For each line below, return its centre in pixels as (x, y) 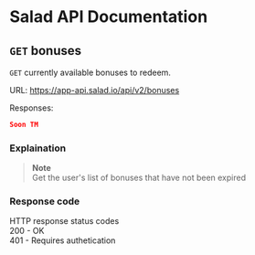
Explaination (38, 148)
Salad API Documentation (109, 17)
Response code (45, 201)
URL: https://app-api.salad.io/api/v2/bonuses (95, 90)
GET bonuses (46, 51)
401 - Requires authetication (63, 240)
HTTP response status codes (64, 221)
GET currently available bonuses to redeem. (90, 72)
